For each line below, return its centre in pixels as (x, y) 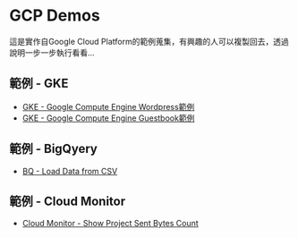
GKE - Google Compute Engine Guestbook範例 (108, 118)
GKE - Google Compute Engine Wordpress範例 (108, 106)
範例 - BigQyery (54, 149)
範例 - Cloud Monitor (68, 201)
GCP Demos (55, 16)
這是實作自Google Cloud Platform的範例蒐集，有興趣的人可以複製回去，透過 (149, 41)
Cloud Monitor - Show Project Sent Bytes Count (110, 224)
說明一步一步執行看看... (52, 52)
